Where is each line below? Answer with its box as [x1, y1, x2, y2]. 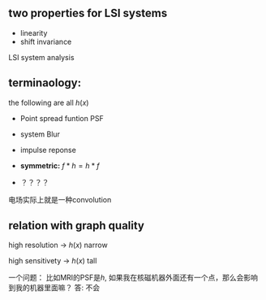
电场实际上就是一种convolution [8, 194, 112, 204]
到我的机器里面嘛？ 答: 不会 [8, 283, 100, 293]
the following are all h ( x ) [8, 98, 89, 107]
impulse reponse [19, 145, 77, 154]
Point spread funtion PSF [19, 113, 104, 123]
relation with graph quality [8, 219, 144, 233]
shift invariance [19, 37, 72, 46]
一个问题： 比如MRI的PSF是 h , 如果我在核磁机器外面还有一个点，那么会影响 [8, 272, 258, 283]
